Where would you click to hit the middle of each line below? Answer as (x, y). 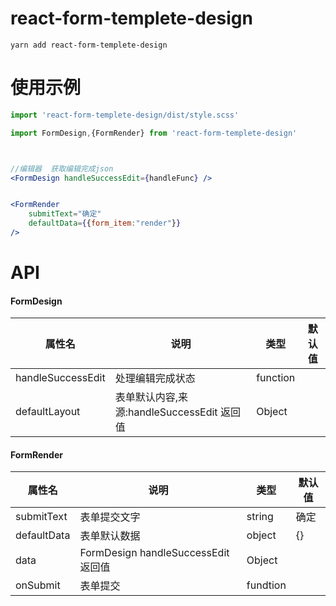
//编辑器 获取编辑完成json (62, 168)
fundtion (266, 585)
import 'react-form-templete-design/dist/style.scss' (125, 115)
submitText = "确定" (65, 214)
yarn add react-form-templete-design (89, 45)
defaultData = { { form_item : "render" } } (105, 223)
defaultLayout (48, 412)
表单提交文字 (110, 517)
